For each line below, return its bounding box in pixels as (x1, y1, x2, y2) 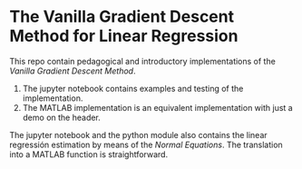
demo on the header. (22, 112, 102, 123)
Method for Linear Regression (9, 25, 239, 46)
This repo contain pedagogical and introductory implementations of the (9, 55, 277, 66)
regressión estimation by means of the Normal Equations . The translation (9, 139, 283, 150)
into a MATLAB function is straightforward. (9, 148, 169, 160)
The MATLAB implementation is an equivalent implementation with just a (22, 102, 293, 113)
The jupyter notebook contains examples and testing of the (22, 83, 244, 94)
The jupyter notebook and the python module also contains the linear (9, 129, 268, 140)
